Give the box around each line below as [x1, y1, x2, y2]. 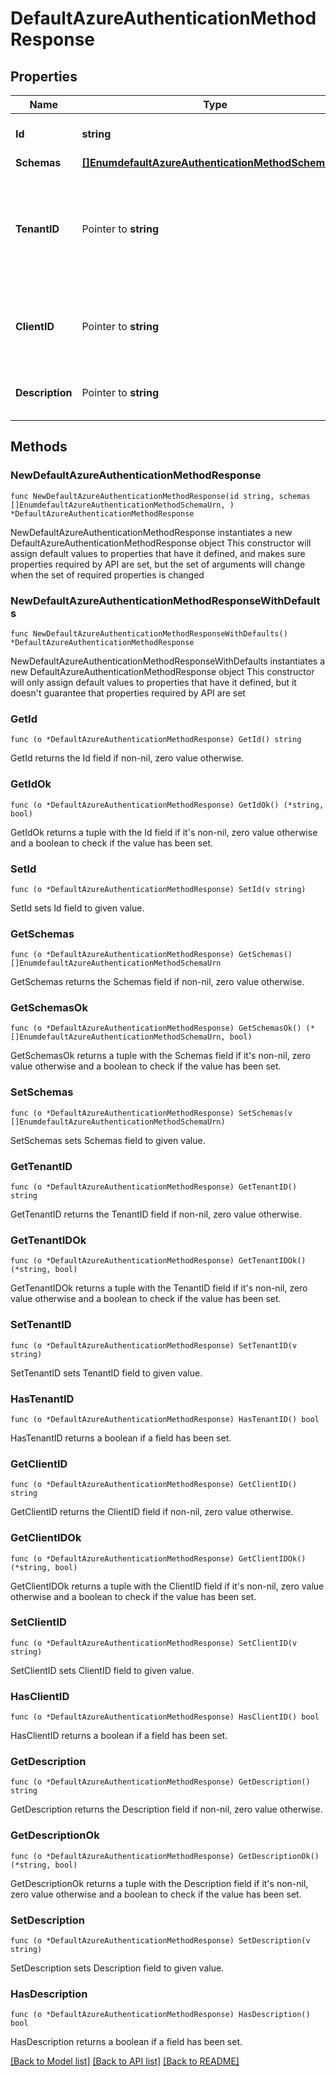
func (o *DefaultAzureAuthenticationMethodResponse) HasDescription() [10, 2010, 311, 2020]
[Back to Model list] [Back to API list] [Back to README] [10, 2055, 240, 2067]
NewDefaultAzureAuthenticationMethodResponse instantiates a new [10, 526, 293, 538]
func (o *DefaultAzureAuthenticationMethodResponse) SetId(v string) [10, 884, 307, 894]
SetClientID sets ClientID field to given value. [10, 1664, 195, 1676]
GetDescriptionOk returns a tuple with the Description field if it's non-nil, [10, 1877, 309, 1889]
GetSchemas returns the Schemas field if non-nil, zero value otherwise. [10, 976, 305, 988]
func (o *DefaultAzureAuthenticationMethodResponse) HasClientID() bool [10, 1712, 320, 1722]
